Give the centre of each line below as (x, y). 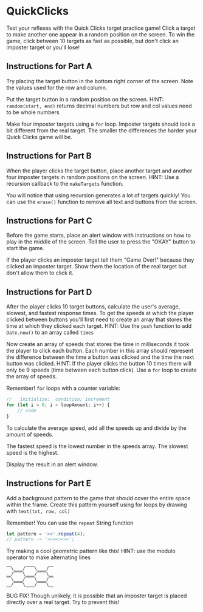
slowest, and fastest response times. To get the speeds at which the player (100, 313)
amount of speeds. (30, 434)
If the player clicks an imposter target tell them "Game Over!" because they (100, 260)
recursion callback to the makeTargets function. (65, 183)
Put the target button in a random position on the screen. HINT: (85, 99)
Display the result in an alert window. (52, 464)
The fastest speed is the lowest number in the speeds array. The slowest (97, 446)
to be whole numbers (33, 112)
